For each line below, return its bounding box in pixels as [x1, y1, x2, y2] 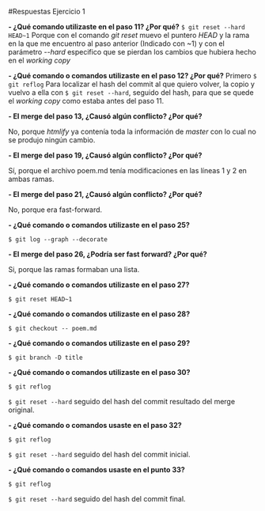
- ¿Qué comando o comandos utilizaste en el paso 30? [8, 368, 191, 377]
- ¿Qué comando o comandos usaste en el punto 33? [8, 465, 186, 474]
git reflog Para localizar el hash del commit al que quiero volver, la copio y [8, 79, 256, 89]
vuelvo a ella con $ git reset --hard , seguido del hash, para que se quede [8, 88, 255, 97]
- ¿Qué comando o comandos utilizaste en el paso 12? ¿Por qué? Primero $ [8, 71, 257, 80]
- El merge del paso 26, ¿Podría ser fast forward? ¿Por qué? [8, 249, 207, 259]
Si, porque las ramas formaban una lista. [8, 265, 140, 274]
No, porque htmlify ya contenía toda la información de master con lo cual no [8, 127, 257, 136]
